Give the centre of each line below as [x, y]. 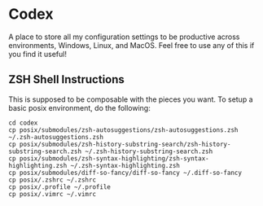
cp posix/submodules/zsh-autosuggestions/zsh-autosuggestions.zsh [123, 130]
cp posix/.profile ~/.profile [60, 187]
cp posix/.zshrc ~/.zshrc [52, 180]
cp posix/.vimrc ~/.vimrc [52, 194]
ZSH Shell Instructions [66, 79]
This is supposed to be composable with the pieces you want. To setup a [131, 99]
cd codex [23, 123]
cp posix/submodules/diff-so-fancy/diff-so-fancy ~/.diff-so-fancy [125, 173]
